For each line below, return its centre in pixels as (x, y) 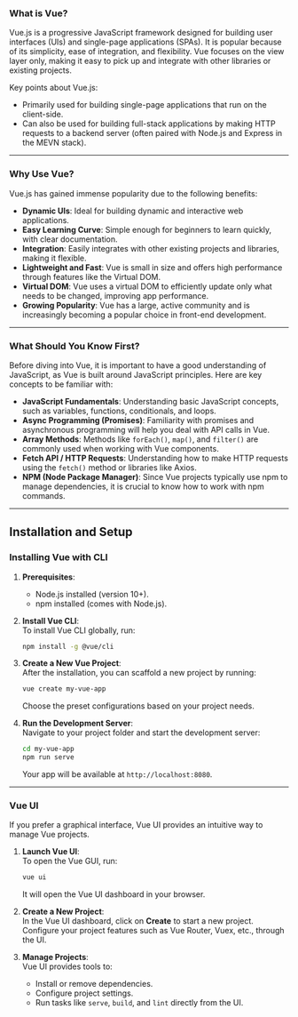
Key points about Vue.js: (54, 88)
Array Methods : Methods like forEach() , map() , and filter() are (140, 439)
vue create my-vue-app (64, 689)
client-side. (43, 115)
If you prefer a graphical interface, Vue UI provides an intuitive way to (136, 825)
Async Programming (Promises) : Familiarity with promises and (138, 420)
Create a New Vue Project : (71, 663)
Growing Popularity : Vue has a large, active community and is (136, 305)
